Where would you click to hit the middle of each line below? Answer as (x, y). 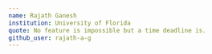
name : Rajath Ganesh (43, 15)
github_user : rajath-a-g (50, 38)
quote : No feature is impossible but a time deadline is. (107, 30)
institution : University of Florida (69, 23)
